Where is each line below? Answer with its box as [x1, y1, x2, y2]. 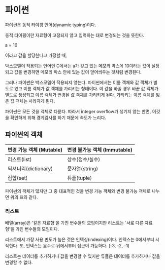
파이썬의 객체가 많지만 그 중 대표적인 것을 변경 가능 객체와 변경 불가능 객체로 [5, 188, 151, 194]
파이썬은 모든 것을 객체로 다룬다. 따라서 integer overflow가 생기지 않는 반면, [5, 108, 151, 114]
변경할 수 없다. [5, 260, 33, 266]
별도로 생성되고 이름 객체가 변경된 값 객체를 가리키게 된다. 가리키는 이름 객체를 [5, 92, 155, 98]
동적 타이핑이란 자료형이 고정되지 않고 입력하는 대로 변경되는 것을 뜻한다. [5, 32, 144, 38]
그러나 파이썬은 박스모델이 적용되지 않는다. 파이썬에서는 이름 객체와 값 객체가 [5, 79, 153, 85]
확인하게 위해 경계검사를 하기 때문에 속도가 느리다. [10, 115, 106, 120]
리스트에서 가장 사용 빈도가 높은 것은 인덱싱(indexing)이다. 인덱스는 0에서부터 [5, 236, 155, 242]
